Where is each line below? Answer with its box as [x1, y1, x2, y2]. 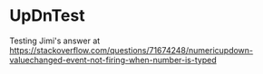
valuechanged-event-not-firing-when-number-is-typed [9, 54, 217, 65]
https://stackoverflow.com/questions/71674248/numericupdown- [9, 44, 254, 55]
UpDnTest [9, 5, 85, 26]
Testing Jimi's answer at [9, 35, 101, 46]
